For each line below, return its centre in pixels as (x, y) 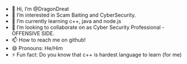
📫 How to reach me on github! (49, 40)
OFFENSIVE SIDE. (33, 33)
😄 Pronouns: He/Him (37, 48)
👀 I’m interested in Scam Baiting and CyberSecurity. (74, 15)
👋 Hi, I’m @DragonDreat (40, 9)
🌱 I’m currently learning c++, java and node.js (66, 21)
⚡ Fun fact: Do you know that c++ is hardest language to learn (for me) (97, 54)
